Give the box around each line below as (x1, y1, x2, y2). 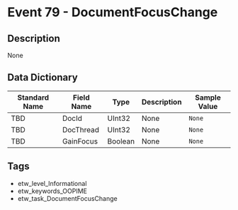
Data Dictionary (7, 71, 78, 83)
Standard (17, 93, 50, 103)
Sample (194, 93, 221, 103)
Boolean (107, 136, 135, 146)
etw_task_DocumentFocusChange (17, 194, 118, 202)
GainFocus (62, 136, 98, 146)
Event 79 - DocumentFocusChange (7, 4, 218, 21)
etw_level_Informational (17, 179, 87, 187)
